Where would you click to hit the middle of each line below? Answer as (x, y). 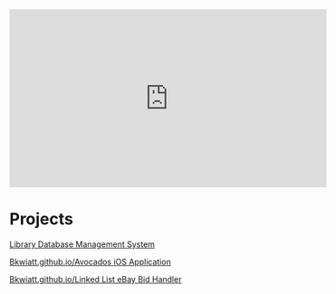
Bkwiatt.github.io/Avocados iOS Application (91, 261)
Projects (42, 219)
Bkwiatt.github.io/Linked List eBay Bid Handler (96, 279)
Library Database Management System (82, 244)
